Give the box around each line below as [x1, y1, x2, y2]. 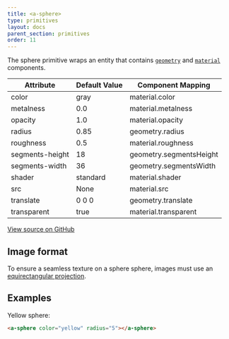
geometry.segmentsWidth [129, 161, 216, 171]
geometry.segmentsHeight [129, 150, 219, 160]
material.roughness [129, 138, 194, 148]
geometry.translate [129, 196, 193, 206]
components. [7, 64, 46, 72]
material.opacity [129, 115, 184, 125]
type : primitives [7, 17, 59, 24]
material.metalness [129, 104, 193, 114]
